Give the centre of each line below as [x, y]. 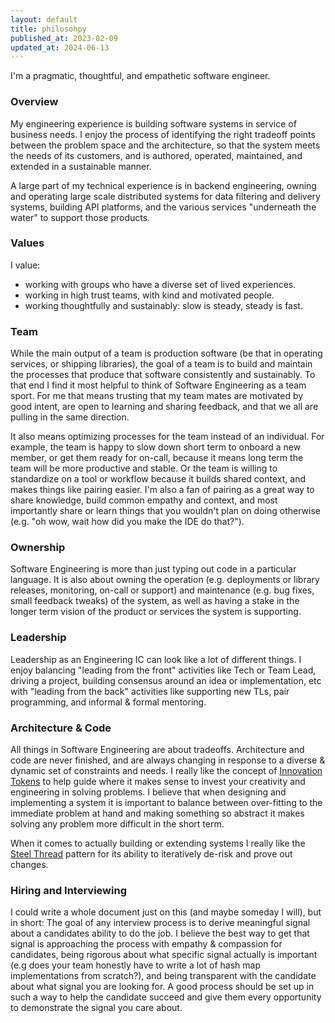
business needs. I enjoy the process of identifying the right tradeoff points [163, 134]
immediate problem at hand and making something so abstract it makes [157, 813]
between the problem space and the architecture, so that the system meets [165, 145]
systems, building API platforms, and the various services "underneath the [163, 207]
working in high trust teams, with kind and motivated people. [149, 295]
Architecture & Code [61, 728]
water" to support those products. [80, 217]
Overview [34, 102]
